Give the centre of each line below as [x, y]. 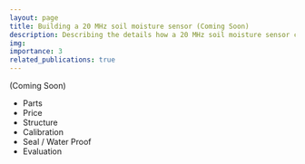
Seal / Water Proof [57, 142]
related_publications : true [63, 60]
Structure [40, 122]
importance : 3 [36, 52]
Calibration [43, 132]
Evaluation [42, 151]
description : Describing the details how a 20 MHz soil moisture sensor [150, 34]
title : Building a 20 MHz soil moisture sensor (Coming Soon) [129, 26]
